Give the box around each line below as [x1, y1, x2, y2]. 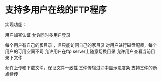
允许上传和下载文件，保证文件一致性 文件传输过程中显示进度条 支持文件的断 [5, 64, 157, 71]
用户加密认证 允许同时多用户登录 [5, 32, 71, 38]
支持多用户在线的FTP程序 [5, 4, 107, 16]
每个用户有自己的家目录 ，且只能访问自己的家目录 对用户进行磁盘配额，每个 [5, 42, 157, 48]
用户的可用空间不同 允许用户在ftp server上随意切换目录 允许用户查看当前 [5, 48, 151, 54]
